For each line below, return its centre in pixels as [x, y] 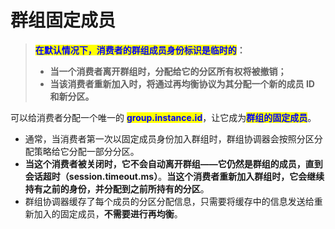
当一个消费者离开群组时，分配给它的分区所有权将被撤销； [168, 71]
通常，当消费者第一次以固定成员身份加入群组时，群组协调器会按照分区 [169, 138]
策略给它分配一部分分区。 [86, 151]
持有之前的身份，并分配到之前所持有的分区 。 [117, 188]
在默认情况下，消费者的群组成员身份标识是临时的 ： [140, 50]
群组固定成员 [63, 20]
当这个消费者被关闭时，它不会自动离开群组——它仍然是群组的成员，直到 [173, 163]
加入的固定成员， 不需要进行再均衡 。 [108, 213]
